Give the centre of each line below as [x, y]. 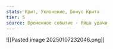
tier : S [16, 17]
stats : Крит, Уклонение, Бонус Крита [53, 12]
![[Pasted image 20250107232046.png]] [56, 40]
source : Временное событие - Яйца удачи [57, 23]
